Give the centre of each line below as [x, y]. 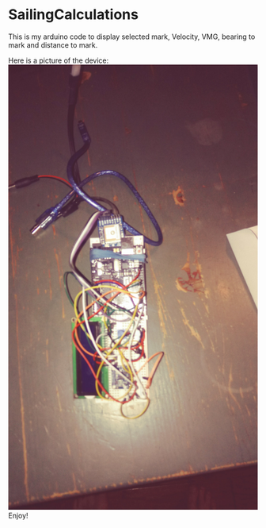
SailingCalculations [73, 15]
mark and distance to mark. [53, 44]
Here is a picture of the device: [59, 60]
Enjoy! [19, 516]
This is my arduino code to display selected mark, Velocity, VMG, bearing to [132, 37]
